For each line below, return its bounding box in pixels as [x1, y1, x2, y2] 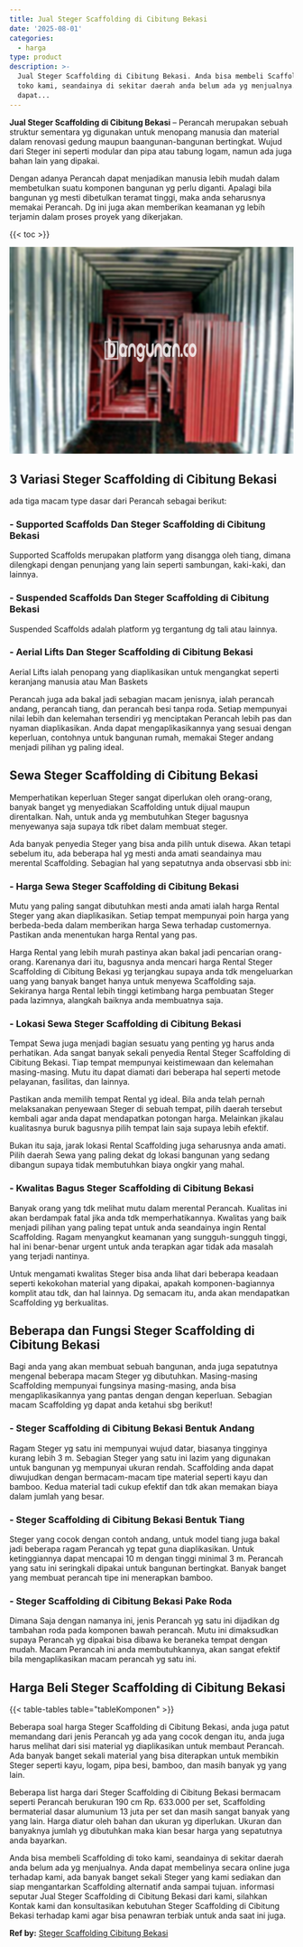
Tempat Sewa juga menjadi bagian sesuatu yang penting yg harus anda [9, 1038, 275, 1049]
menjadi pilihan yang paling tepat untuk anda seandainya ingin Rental [9, 1221, 267, 1233]
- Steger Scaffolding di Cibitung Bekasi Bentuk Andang [9, 1422, 255, 1434]
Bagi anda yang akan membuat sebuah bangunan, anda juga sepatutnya [9, 1361, 278, 1372]
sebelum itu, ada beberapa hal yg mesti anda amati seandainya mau [9, 848, 262, 859]
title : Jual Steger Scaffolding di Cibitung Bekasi [9, 14, 207, 24]
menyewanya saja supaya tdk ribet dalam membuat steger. [9, 821, 228, 832]
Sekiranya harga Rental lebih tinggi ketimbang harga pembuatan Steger [9, 985, 274, 996]
